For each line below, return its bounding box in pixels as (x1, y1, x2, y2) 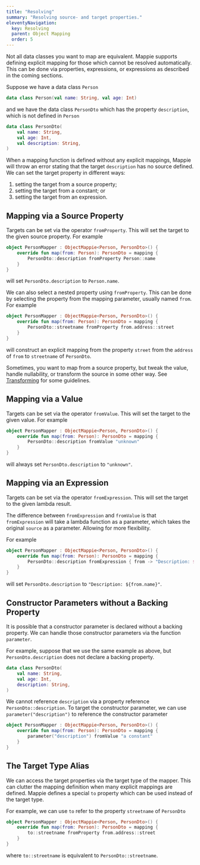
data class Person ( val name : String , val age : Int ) (6, 95, 137, 101)
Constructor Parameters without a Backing (6, 598, 168, 608)
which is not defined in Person (6, 112, 80, 119)
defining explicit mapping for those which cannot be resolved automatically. (6, 59, 192, 66)
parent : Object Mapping (11, 31, 70, 37)
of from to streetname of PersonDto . (6, 353, 92, 360)
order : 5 (11, 36, 33, 42)
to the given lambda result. (6, 500, 72, 507)
